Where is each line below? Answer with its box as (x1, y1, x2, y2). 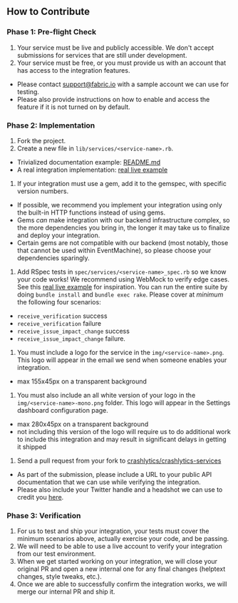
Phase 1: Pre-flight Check (6, 27, 97, 37)
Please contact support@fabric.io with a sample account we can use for (16, 80, 229, 88)
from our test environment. (16, 550, 96, 558)
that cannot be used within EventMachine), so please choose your (16, 246, 212, 254)
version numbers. (16, 187, 69, 195)
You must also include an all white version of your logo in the (16, 391, 196, 399)
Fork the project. (16, 136, 66, 145)
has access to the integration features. (16, 66, 130, 74)
